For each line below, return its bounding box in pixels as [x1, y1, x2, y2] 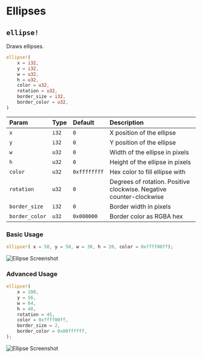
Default [73, 118, 94, 127]
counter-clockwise [109, 192, 164, 201]
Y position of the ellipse [109, 138, 176, 146]
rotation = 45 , [17, 312, 55, 318]
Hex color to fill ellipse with [109, 168, 186, 176]
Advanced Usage [6, 269, 58, 278]
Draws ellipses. [6, 43, 44, 49]
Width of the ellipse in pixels [109, 148, 189, 156]
